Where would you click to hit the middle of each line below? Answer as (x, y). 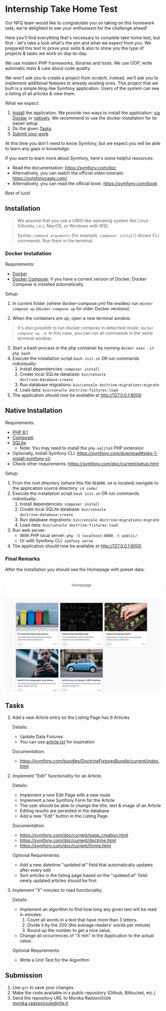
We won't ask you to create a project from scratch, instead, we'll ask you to (82, 78)
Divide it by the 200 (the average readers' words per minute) (89, 925)
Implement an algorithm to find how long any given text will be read (88, 909)
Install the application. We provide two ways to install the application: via (86, 113)
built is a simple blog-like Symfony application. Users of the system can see (82, 88)
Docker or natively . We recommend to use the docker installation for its (84, 118)
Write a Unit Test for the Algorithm (54, 960)
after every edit (35, 870)
